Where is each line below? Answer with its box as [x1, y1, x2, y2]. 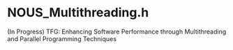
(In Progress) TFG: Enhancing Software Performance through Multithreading [7, 27, 227, 36]
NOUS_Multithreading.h [7, 5, 149, 21]
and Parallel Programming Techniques [7, 34, 117, 42]
